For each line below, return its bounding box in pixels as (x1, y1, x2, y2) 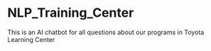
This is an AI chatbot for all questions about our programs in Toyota (7, 28, 205, 36)
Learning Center (7, 35, 55, 43)
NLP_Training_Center (7, 5, 134, 21)
